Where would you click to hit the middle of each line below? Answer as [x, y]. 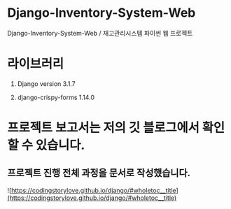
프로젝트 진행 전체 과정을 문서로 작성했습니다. [99, 173]
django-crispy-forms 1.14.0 [56, 97]
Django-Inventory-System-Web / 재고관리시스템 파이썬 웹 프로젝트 [100, 33]
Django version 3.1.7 [46, 84]
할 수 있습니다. [46, 145]
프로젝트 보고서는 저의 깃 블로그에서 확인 [116, 128]
